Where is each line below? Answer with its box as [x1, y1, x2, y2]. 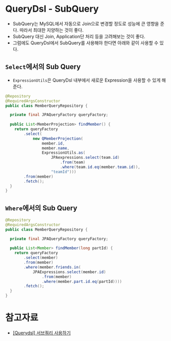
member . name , [41, 145, 70, 151]
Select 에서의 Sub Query [5, 62, 81, 71]
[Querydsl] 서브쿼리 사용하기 [12, 330, 71, 336]
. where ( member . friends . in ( [23, 264, 81, 270]
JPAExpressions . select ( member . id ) [32, 269, 106, 275]
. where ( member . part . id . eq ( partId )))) [41, 279, 123, 284]
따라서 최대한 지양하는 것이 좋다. [19, 27, 84, 33]
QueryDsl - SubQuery [5, 3, 99, 15]
